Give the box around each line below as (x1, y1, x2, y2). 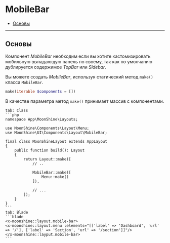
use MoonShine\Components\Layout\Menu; (5, 126, 90, 131)
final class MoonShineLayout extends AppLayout (5, 139, 108, 144)
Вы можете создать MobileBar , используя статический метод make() (5, 73, 153, 79)
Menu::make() (41, 174, 69, 179)
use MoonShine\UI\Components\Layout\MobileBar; (5, 130, 108, 135)
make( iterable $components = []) (5, 89, 76, 94)
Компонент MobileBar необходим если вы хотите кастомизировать (5, 53, 151, 59)
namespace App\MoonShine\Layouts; (5, 116, 78, 122)
